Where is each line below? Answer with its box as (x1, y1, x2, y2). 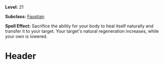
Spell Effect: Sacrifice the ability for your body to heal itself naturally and (5, 23, 154, 29)
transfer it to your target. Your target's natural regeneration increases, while (5, 28, 159, 34)
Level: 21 (5, 4, 24, 10)
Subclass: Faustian (5, 14, 44, 19)
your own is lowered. (5, 34, 48, 39)
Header (5, 51, 36, 62)
